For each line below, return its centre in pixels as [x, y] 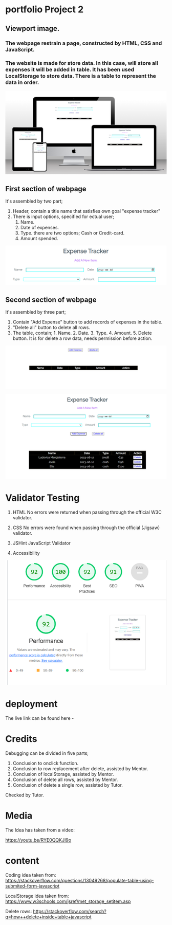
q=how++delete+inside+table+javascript [48, 917]
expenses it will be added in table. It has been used [70, 69]
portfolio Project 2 [45, 10]
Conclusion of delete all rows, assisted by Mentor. [65, 779]
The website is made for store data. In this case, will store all [82, 63]
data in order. [22, 82]
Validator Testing [42, 498]
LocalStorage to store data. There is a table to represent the [81, 76]
